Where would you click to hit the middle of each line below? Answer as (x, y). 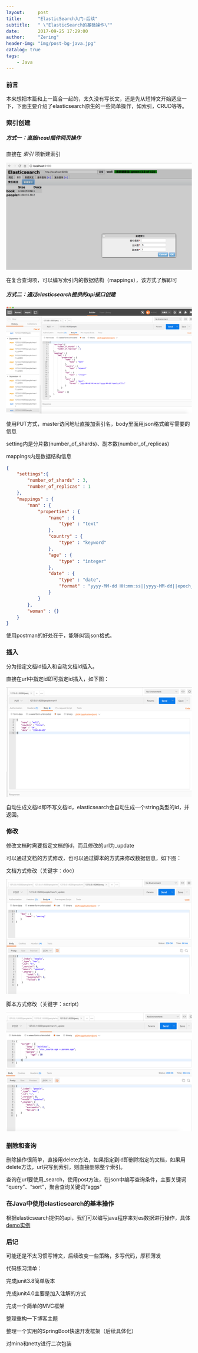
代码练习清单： (24, 1268)
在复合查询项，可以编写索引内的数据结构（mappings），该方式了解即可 (92, 280)
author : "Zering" (33, 37)
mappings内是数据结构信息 (39, 456)
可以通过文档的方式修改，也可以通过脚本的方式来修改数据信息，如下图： (94, 858)
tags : (13, 56)
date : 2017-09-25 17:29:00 (47, 31)
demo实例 (18, 1225)
